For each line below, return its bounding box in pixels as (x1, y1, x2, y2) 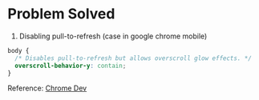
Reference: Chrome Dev (7, 83, 87, 93)
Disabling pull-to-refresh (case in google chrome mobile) (18, 31, 208, 41)
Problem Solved (7, 5, 115, 23)
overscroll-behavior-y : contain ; (14, 62, 127, 70)
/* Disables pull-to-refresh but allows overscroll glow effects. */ (14, 54, 252, 62)
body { (7, 46, 30, 54)
